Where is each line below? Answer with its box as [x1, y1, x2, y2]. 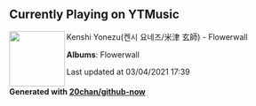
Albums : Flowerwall [66, 49, 140, 60]
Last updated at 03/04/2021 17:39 [66, 66, 190, 77]
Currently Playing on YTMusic [9, 7, 180, 22]
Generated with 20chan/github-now [9, 87, 147, 97]
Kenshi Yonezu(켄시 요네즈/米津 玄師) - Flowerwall [66, 31, 248, 42]
